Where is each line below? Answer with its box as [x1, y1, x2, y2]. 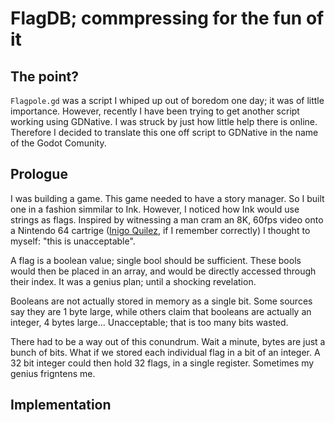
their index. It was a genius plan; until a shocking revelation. [10, 275, 257, 287]
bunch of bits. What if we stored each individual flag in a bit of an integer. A [10, 346, 321, 358]
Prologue [10, 166, 68, 183]
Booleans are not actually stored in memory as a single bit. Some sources [10, 295, 313, 307]
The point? [10, 68, 79, 85]
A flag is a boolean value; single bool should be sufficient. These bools [10, 254, 302, 266]
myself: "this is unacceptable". [10, 235, 136, 247]
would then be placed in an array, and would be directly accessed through [10, 265, 317, 277]
